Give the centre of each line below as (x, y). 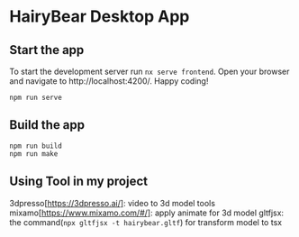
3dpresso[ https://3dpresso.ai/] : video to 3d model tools (113, 203)
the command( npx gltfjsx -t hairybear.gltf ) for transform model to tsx (145, 222)
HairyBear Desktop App (100, 17)
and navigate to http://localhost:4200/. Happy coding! (109, 81)
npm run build (36, 146)
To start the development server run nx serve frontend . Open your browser (149, 71)
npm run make (34, 154)
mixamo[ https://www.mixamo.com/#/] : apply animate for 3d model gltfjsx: (147, 213)
